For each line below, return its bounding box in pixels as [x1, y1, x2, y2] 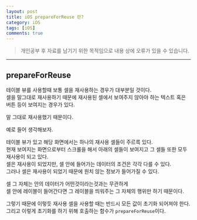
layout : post [6, 8, 38, 15]
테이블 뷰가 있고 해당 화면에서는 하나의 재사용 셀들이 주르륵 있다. [6, 138, 154, 145]
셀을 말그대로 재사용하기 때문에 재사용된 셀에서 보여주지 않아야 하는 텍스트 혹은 [6, 93, 186, 100]
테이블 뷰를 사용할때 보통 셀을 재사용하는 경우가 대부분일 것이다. [6, 86, 152, 93]
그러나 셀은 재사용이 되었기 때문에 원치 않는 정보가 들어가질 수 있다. [6, 168, 159, 175]
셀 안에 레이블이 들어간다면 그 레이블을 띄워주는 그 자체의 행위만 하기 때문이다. [6, 187, 185, 194]
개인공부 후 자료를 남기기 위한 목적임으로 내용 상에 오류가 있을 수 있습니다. [20, 48, 189, 55]
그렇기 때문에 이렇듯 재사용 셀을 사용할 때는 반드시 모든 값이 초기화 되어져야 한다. [6, 200, 191, 207]
